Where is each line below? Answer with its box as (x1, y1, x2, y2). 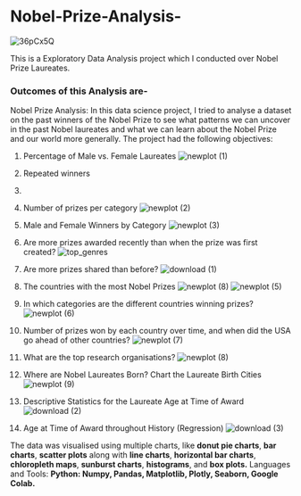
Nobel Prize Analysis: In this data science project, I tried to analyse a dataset (10, 105, 292, 116)
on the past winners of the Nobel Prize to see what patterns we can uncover (10, 114, 291, 126)
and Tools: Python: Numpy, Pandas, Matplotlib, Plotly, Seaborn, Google (10, 468, 279, 479)
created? (22, 247, 56, 258)
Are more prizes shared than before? (22, 264, 159, 275)
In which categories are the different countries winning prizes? (22, 299, 254, 310)
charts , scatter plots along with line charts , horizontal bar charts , (10, 450, 256, 460)
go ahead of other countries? (22, 335, 130, 345)
